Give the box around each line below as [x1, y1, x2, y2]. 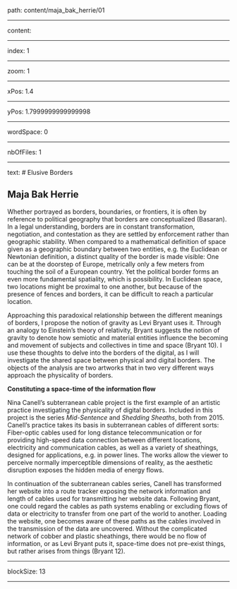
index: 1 [7, 47, 30, 55]
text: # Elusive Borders [7, 169, 73, 176]
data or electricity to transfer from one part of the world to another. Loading [7, 509, 227, 518]
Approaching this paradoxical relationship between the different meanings [7, 310, 223, 320]
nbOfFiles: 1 [7, 148, 42, 156]
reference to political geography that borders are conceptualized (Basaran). [7, 214, 227, 223]
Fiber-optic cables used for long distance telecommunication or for [7, 428, 202, 437]
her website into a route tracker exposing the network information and [7, 487, 211, 495]
